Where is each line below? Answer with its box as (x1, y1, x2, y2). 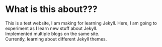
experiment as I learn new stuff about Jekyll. (5, 25, 98, 31)
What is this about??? (5, 3, 98, 15)
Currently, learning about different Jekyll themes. (5, 36, 107, 42)
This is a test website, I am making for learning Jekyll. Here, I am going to (5, 20, 157, 26)
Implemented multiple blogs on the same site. (5, 30, 100, 36)
